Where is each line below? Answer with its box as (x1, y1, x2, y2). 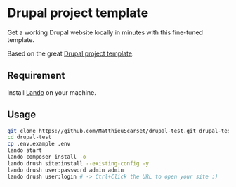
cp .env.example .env (7, 141, 71, 148)
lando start (7, 147, 42, 154)
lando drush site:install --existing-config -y (7, 160, 150, 167)
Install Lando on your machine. (7, 88, 96, 96)
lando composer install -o (7, 153, 86, 161)
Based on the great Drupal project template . (7, 49, 134, 58)
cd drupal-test (7, 134, 52, 141)
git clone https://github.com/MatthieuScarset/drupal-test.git (7, 127, 197, 134)
